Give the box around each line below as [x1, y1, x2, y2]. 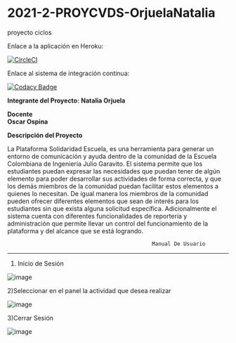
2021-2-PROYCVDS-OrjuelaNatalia [7, 5, 216, 21]
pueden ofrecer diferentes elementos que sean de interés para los [7, 197, 199, 205]
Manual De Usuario [152, 240, 206, 247]
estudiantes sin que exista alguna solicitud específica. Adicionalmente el [7, 204, 217, 212]
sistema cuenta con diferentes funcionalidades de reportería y [7, 212, 188, 220]
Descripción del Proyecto [7, 131, 83, 139]
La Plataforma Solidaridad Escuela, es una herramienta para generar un [7, 144, 214, 153]
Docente [7, 110, 33, 118]
